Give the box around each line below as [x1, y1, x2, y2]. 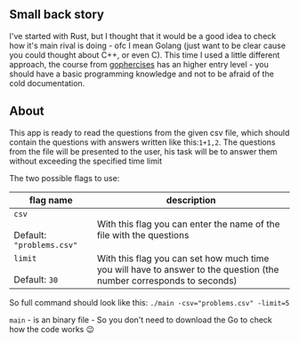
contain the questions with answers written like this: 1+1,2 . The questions [9, 137, 276, 147]
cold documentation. [9, 77, 85, 88]
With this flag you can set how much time [96, 252, 270, 265]
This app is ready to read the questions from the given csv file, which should [9, 127, 290, 138]
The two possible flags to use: [9, 172, 120, 183]
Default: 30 [13, 273, 59, 285]
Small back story [9, 7, 105, 22]
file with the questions [96, 228, 190, 241]
